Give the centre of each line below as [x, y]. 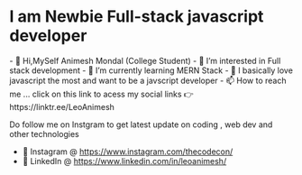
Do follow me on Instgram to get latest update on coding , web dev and [141, 124]
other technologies [44, 134]
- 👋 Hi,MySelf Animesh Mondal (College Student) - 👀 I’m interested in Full [145, 60]
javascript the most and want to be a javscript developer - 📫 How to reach [148, 80]
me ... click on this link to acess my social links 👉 [101, 94]
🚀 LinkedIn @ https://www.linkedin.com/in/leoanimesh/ [124, 161]
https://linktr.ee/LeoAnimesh [62, 106]
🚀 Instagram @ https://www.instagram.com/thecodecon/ [128, 152]
